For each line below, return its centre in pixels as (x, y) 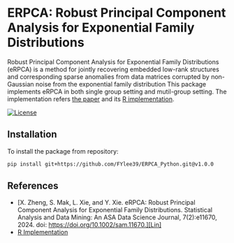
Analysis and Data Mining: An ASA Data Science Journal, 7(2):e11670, (117, 217)
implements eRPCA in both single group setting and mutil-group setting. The (117, 91)
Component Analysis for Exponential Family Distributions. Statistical (115, 210)
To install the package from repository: (63, 151)
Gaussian (21, 84)
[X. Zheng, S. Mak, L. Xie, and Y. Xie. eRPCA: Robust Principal (106, 202)
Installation (32, 134)
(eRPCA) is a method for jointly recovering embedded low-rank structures (114, 69)
